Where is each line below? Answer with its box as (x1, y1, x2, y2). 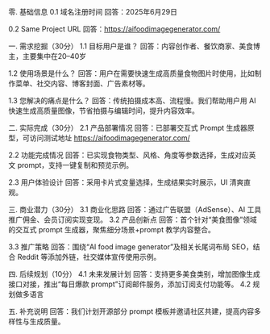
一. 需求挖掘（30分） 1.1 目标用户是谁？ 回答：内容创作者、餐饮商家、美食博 (8, 41, 260, 51)
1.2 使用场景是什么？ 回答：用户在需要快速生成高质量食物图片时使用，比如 (8, 69, 255, 78)
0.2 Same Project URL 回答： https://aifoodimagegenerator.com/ (8, 24, 221, 34)
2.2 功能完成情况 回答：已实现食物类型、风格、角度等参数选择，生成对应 (8, 150, 249, 160)
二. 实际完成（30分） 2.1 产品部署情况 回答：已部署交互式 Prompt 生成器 (8, 123, 247, 132)
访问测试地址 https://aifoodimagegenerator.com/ (29, 133, 191, 143)
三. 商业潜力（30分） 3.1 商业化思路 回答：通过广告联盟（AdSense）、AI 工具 (8, 205, 262, 214)
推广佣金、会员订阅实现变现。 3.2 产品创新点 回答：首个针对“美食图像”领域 (8, 215, 258, 224)
